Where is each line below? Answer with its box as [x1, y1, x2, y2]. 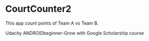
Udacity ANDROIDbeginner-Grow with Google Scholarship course [5, 30, 144, 36]
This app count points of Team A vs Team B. [5, 20, 99, 26]
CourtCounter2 [5, 3, 72, 15]
